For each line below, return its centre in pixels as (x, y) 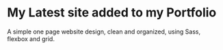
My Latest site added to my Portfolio (112, 13)
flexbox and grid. (31, 38)
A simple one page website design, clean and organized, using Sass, (104, 32)
